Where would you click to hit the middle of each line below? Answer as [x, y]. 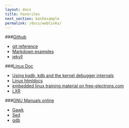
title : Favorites [23, 14]
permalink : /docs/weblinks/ [33, 23]
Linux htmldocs [27, 81]
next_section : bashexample [32, 18]
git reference [25, 46]
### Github [16, 37]
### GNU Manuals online [30, 101]
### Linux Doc [19, 66]
